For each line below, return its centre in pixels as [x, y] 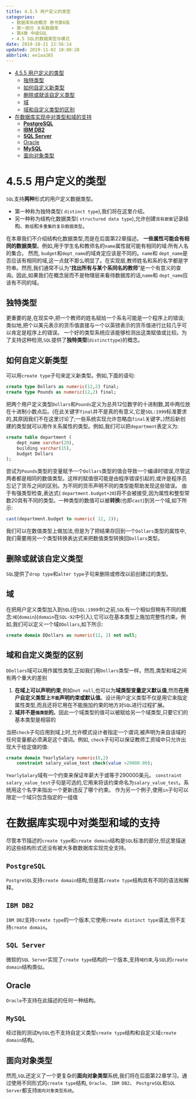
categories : [20, 17]
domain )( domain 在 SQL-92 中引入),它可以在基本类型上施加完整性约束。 [100, 616]
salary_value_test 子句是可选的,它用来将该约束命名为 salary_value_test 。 [95, 783]
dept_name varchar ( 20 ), [46, 443]
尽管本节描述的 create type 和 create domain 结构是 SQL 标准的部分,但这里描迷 [96, 840]
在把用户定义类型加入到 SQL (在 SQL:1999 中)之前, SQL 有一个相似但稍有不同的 [94, 609]
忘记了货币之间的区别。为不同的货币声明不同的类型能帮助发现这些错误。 [93, 486]
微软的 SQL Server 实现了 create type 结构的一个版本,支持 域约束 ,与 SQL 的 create [97, 959]
